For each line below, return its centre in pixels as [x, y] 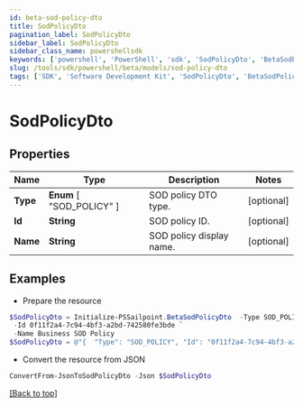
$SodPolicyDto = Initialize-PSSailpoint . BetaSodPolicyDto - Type [134, 317]
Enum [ [64, 195]
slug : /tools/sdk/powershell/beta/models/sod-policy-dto [119, 69]
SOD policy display [188, 236]
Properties [40, 154]
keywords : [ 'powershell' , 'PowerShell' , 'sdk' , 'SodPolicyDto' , [133, 60]
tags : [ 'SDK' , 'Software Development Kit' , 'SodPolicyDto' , [125, 77]
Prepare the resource [62, 301]
